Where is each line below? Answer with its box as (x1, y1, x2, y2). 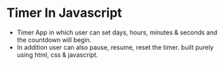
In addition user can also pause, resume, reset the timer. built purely (16, 43, 214, 51)
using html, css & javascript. (16, 51, 98, 59)
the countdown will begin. (16, 35, 92, 44)
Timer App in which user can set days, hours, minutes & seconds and (16, 28, 218, 37)
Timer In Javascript (6, 5, 122, 21)
